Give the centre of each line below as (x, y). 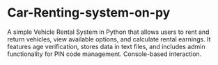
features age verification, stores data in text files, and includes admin (106, 46)
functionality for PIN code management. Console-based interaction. (104, 54)
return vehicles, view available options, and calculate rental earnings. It (109, 39)
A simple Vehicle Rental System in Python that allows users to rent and (108, 32)
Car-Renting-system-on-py (89, 13)
